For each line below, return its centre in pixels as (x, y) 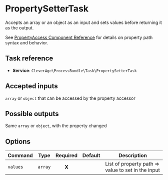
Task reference (29, 59)
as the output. (19, 27)
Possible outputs (32, 113)
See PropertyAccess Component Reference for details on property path (79, 37)
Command (20, 156)
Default (91, 156)
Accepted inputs (32, 86)
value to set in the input (132, 170)
